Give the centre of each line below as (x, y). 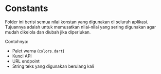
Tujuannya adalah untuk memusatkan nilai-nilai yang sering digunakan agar (80, 27)
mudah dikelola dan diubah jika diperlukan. (48, 32)
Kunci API (22, 56)
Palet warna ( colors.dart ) (38, 51)
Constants (27, 8)
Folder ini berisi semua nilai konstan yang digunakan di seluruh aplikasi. (77, 22)
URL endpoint (26, 61)
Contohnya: (17, 41)
